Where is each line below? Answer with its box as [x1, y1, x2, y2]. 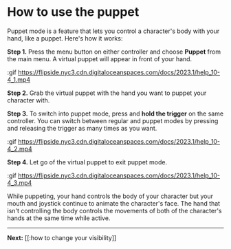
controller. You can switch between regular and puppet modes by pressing [7, 116, 219, 124]
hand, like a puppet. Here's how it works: [7, 34, 123, 42]
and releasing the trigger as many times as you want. [7, 124, 157, 132]
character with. [7, 96, 50, 104]
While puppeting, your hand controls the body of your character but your [7, 192, 214, 200]
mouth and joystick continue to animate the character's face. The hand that [7, 199, 221, 207]
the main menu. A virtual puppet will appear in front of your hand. [7, 54, 192, 63]
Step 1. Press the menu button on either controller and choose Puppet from [7, 47, 221, 56]
